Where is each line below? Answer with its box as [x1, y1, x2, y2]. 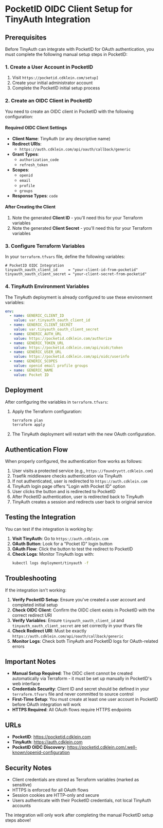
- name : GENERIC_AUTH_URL [9, 331, 62, 336]
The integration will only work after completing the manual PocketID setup [5, 812, 154, 818]
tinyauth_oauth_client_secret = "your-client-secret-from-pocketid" [5, 272, 147, 277]
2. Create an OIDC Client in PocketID [5, 97, 92, 104]
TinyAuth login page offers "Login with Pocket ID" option [12, 483, 126, 489]
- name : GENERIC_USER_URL [9, 349, 62, 355]
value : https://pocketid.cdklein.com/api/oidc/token [14, 345, 123, 350]
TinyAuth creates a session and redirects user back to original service [12, 499, 152, 505]
